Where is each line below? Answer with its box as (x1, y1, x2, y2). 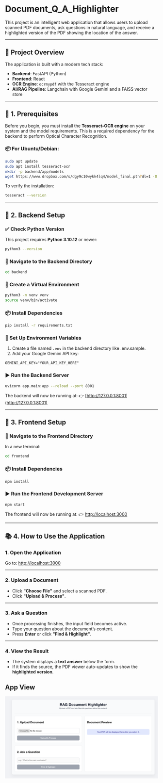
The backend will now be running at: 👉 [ (5, 392, 87, 398)
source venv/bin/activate (5, 298, 57, 303)
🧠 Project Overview (5, 49, 65, 57)
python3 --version (5, 246, 42, 251)
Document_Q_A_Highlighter (5, 3, 119, 15)
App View (5, 683, 35, 691)
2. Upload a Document (5, 577, 59, 584)
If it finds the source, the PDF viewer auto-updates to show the (12, 664, 138, 670)
